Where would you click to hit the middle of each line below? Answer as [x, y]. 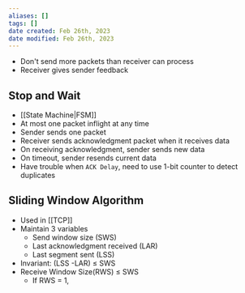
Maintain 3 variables [54, 228]
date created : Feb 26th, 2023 [60, 31]
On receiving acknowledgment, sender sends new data [112, 150]
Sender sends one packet [63, 132]
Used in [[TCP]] [46, 220]
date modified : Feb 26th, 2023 [61, 38]
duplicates [37, 176]
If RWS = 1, [51, 280]
